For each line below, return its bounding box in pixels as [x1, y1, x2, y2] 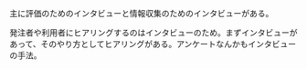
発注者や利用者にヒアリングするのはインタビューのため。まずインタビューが [9, 27, 298, 38]
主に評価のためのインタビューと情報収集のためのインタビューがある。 [9, 8, 274, 18]
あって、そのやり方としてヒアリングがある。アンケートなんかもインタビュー [9, 39, 297, 49]
